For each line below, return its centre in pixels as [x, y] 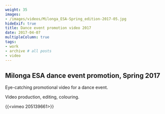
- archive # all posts [28, 51]
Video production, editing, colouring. [42, 97]
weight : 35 [16, 10]
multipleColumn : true [27, 38]
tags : [11, 42]
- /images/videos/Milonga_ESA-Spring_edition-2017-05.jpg [66, 19]
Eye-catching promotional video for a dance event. [57, 87]
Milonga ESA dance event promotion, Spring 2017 [83, 75]
